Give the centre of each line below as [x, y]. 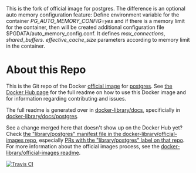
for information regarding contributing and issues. [66, 98]
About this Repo [46, 70]
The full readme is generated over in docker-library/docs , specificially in [93, 110]
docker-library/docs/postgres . [43, 116]
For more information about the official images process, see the [83, 146]
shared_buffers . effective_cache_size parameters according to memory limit [98, 40]
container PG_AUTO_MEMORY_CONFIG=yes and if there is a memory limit [95, 21]
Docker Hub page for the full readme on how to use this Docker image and [96, 92]
